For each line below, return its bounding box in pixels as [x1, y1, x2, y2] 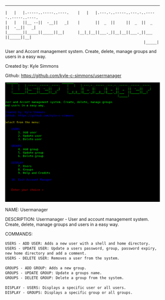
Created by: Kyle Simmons [5, 63, 59, 69]
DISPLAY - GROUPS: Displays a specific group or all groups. [5, 290, 133, 295]
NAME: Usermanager [5, 207, 48, 213]
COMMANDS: [5, 231, 33, 237]
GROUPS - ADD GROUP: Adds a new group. [5, 266, 87, 271]
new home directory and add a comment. [5, 251, 87, 256]
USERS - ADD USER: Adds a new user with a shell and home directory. [5, 241, 151, 246]
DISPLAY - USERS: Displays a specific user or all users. [5, 285, 126, 290]
